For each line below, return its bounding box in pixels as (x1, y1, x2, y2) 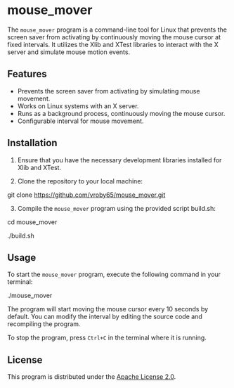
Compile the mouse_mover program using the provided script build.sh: (17, 204, 216, 212)
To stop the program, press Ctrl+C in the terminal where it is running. (7, 333, 207, 342)
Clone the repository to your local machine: (17, 176, 143, 185)
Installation (7, 137, 58, 149)
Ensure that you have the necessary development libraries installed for (17, 155, 222, 164)
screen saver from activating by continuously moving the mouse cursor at (7, 32, 221, 41)
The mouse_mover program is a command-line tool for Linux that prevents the (7, 25, 227, 34)
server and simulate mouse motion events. (7, 48, 131, 56)
